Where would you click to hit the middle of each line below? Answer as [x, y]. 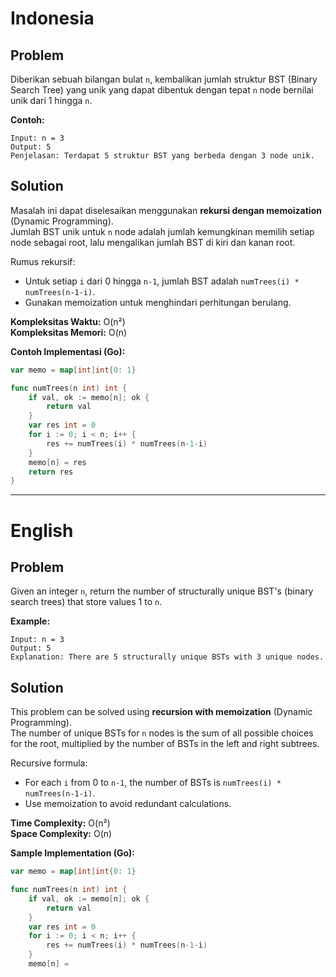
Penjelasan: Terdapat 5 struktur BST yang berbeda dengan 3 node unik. [162, 156]
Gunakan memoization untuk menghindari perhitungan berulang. [158, 302]
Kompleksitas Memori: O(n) [69, 332]
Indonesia [52, 18]
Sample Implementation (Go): [73, 853]
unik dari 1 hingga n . [51, 100]
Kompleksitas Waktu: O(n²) [68, 321]
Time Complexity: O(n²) [60, 823]
